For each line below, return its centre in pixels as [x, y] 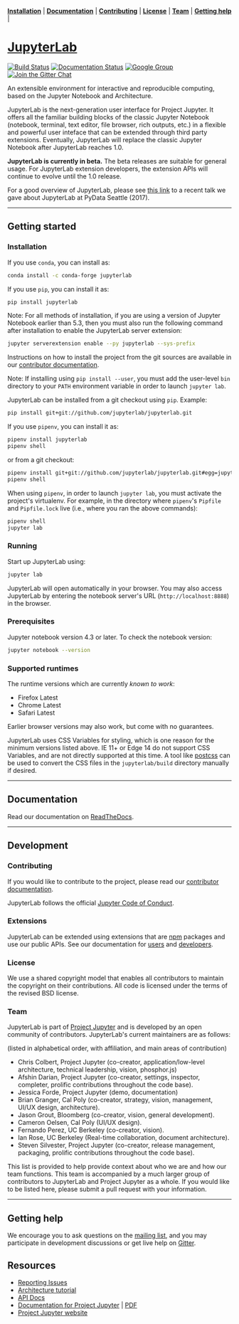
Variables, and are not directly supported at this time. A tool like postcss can [119, 756]
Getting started [42, 226]
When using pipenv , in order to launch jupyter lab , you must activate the [115, 493]
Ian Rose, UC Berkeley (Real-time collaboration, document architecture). [123, 1138]
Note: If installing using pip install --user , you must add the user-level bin [119, 379]
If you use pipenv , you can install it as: [63, 427]
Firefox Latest [38, 698]
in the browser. [29, 603]
